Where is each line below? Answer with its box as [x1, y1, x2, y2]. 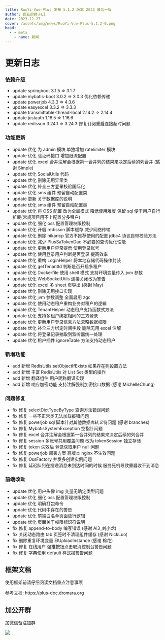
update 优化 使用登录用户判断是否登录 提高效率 [12, 251, 108, 257]
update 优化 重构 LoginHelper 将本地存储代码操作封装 [12, 257, 121, 263]
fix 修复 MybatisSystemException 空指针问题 [12, 426, 103, 432]
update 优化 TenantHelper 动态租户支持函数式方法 [12, 306, 114, 312]
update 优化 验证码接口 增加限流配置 [12, 152, 87, 158]
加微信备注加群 [5, 620, 35, 626]
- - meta [9, 30, 28, 35]
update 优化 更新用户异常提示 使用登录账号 [12, 245, 99, 251]
